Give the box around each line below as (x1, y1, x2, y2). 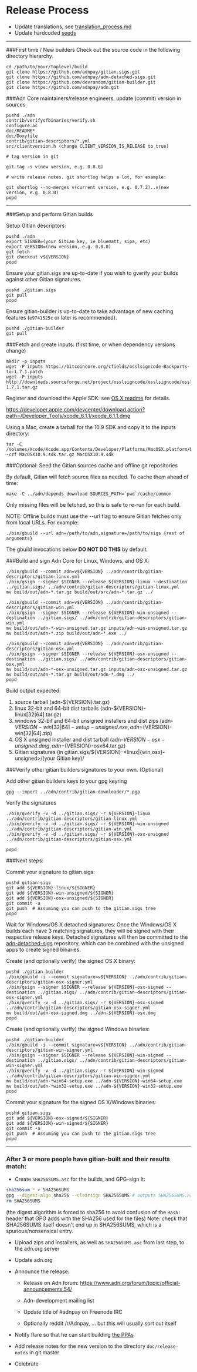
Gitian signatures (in (14, 748, 63, 755)
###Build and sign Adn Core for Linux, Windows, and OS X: (6, 557, 150, 564)
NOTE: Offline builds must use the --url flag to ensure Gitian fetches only (6, 513, 182, 520)
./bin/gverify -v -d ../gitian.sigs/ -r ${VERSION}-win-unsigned (6, 820, 169, 827)
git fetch (6, 248, 30, 255)
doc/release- (146, 1343, 179, 1350)
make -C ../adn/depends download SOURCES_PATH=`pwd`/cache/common (6, 491, 172, 497)
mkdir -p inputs (6, 358, 46, 364)
